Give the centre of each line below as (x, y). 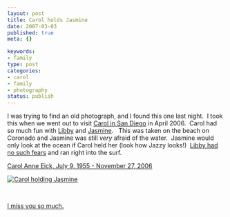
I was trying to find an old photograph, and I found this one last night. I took (115, 116)
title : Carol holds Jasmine (48, 20)
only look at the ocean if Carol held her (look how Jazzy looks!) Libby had (113, 145)
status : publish (30, 96)
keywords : (21, 52)
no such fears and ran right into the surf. (65, 153)
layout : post (26, 13)
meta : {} (20, 39)
